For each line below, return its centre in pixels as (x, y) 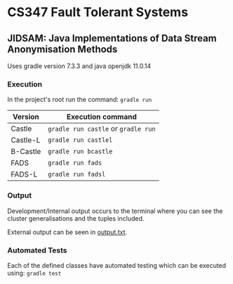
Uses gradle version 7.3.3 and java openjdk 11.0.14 (79, 66)
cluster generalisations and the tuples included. (76, 218)
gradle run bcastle (80, 151)
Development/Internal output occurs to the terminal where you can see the (115, 211)
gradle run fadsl (77, 174)
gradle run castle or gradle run (102, 129)
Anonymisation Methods (62, 49)
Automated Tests (38, 250)
